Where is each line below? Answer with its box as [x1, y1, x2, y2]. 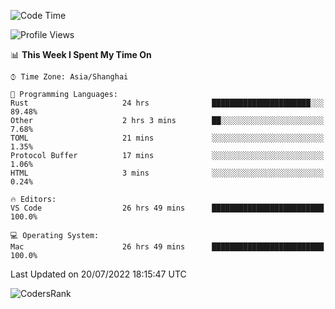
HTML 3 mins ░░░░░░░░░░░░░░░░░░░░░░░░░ [10, 168, 325, 178]
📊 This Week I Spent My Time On [10, 49, 152, 60]
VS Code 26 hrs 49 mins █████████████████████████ [10, 203, 325, 213]
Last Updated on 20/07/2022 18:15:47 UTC [10, 268, 187, 280]
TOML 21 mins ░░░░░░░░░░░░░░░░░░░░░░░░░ [10, 133, 325, 143]
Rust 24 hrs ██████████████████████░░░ [10, 98, 325, 108]
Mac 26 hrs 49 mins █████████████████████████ [10, 242, 325, 252]
